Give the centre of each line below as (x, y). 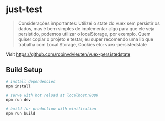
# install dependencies (31, 81)
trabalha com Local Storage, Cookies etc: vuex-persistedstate (82, 44)
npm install (18, 86)
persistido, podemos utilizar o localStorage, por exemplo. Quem (84, 34)
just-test (24, 9)
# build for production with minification (51, 109)
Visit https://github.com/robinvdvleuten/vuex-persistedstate (68, 54)
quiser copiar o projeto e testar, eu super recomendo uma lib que (86, 39)
